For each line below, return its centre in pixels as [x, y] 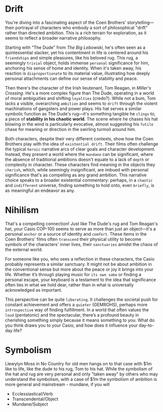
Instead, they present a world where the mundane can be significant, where [79, 154]
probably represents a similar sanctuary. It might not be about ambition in [78, 264]
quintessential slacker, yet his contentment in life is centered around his [77, 53]
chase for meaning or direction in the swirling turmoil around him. [71, 129]
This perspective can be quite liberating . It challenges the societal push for [81, 299]
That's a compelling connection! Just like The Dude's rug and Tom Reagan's [81, 224]
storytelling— [141, 22]
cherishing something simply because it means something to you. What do [80, 320]
